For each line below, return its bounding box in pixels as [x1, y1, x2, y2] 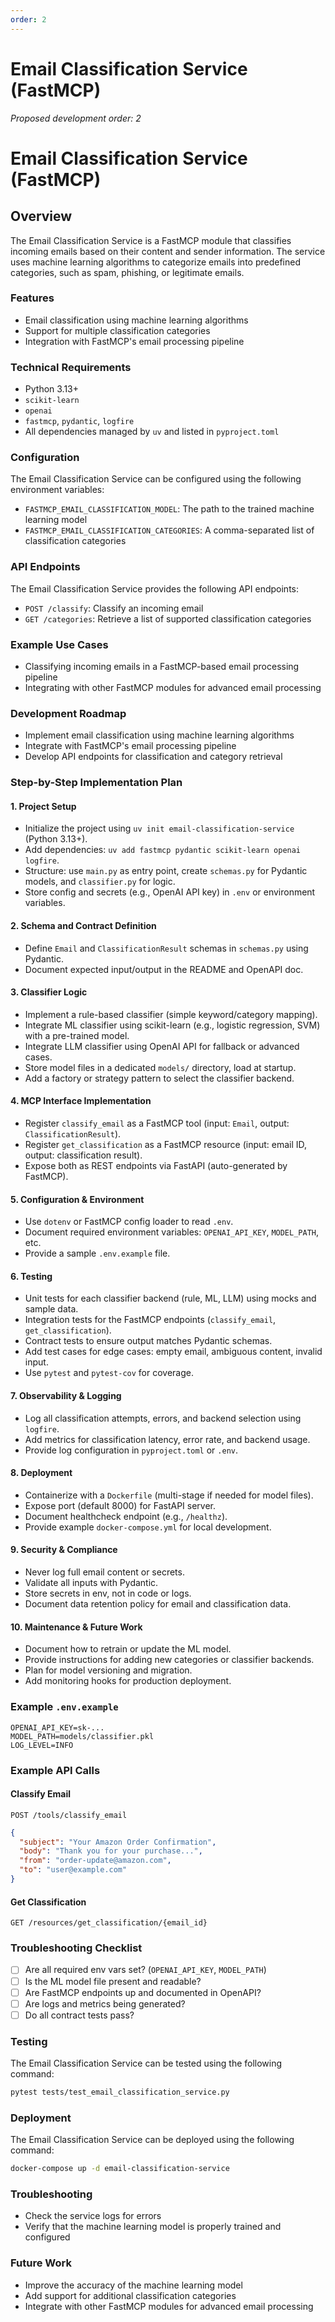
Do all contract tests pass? [24, 2009, 135, 2021]
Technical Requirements [10, 360, 132, 374]
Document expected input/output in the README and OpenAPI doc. [24, 963, 304, 975]
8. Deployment [10, 1467, 73, 1479]
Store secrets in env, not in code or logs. [24, 1587, 192, 1600]
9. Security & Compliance [10, 1544, 118, 1556]
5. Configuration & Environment [10, 1193, 145, 1205]
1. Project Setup [10, 800, 77, 812]
